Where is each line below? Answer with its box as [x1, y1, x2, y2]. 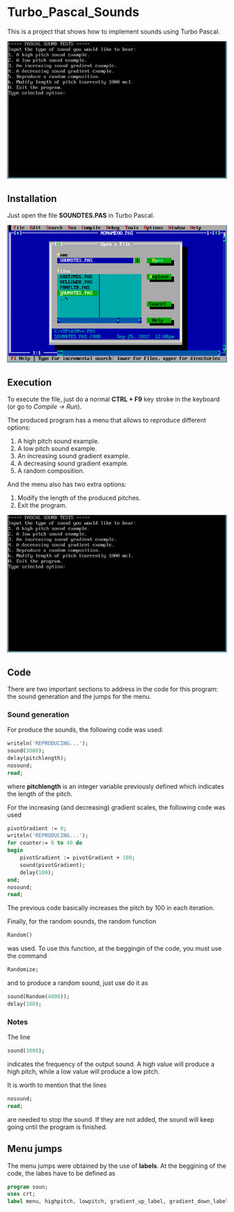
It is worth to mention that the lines [7, 1081, 107, 1090]
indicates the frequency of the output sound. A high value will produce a [7, 1060, 214, 1069]
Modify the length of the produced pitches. [17, 493, 141, 502]
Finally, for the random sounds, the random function [7, 917, 157, 926]
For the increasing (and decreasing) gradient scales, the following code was [7, 803, 226, 811]
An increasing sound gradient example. [17, 451, 130, 460]
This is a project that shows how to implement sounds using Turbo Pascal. [7, 27, 221, 36]
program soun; [7, 1183, 49, 1190]
